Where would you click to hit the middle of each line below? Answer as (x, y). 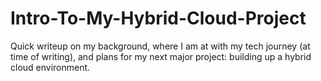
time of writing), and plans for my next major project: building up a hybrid (161, 56)
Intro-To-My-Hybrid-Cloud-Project (158, 18)
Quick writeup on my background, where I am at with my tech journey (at (160, 46)
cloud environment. (50, 67)
